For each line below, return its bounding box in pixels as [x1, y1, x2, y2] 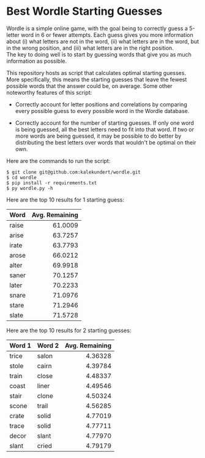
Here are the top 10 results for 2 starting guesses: [6, 326, 132, 334]
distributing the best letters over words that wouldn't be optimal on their [15, 138, 197, 146]
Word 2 [37, 341, 59, 350]
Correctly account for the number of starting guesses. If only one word [15, 119, 195, 127]
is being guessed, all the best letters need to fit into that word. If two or [15, 125, 195, 133]
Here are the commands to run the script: [6, 157, 111, 164]
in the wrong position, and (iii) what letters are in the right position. [6, 44, 174, 52]
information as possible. [6, 57, 67, 65]
